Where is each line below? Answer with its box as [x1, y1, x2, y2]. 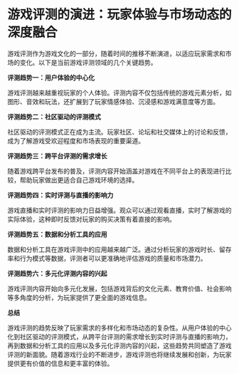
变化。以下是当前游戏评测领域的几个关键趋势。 [19, 58, 157, 66]
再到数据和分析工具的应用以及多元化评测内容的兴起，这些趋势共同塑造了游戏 [7, 341, 232, 350]
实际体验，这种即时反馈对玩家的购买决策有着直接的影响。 [7, 214, 176, 223]
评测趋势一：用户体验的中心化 [7, 73, 95, 82]
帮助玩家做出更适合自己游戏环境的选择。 [19, 175, 139, 184]
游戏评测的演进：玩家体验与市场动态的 [7, 6, 233, 23]
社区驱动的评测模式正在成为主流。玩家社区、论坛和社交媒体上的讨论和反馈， [7, 128, 232, 136]
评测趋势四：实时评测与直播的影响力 [7, 190, 114, 199]
